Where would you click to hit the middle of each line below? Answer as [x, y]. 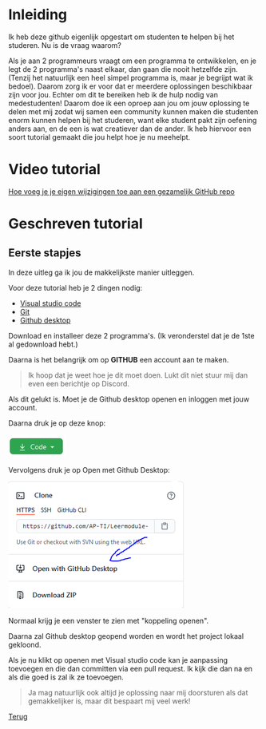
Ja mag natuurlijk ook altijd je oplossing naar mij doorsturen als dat [138, 692]
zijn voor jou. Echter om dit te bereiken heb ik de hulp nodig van [113, 94]
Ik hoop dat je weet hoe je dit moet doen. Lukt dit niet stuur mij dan [138, 375]
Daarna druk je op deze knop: [57, 423]
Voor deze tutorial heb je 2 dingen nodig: [75, 287]
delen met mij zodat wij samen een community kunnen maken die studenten [133, 111]
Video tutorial [55, 170]
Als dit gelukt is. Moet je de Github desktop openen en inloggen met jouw [129, 399]
